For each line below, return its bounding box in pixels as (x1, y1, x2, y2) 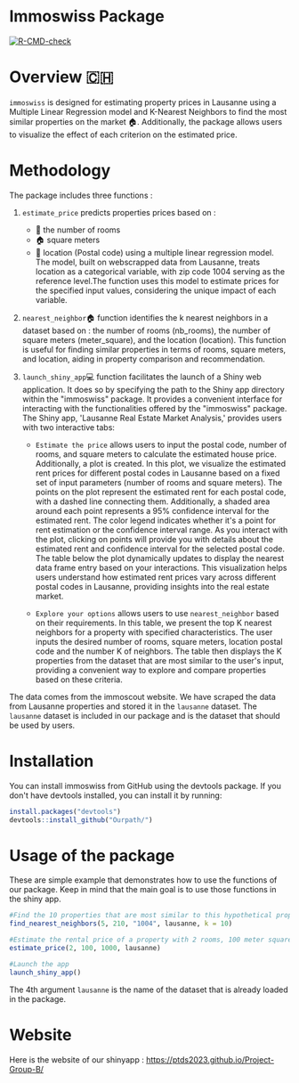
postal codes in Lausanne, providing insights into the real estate (35, 581, 270, 591)
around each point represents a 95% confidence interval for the (35, 505, 270, 516)
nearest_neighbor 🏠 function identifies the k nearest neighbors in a (21, 312, 269, 322)
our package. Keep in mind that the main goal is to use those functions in (9, 884, 278, 895)
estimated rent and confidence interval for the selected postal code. (35, 543, 285, 554)
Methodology (9, 160, 111, 181)
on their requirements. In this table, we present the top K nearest (35, 617, 272, 628)
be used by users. (9, 720, 76, 730)
